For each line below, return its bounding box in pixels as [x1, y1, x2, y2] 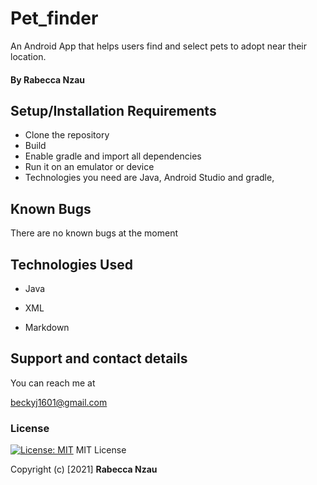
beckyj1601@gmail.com [10, 396, 108, 408]
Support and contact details [10, 350, 188, 367]
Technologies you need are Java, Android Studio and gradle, [24, 172, 275, 184]
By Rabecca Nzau [10, 73, 86, 86]
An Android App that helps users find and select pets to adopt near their [10, 40, 307, 52]
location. [10, 50, 47, 62]
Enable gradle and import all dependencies [24, 150, 202, 162]
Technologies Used [10, 256, 133, 273]
